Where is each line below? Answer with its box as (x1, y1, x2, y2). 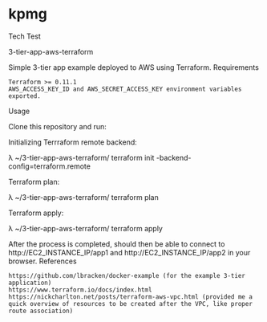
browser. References (8, 256, 78, 266)
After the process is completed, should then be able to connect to (8, 238, 225, 249)
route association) (8, 307, 74, 315)
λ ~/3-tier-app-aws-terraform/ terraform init (8, 153, 155, 162)
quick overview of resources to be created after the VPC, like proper (8, 300, 253, 308)
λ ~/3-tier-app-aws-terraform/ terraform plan (8, 192, 159, 202)
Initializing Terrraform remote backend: (8, 137, 138, 147)
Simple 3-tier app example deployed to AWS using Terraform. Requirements (8, 62, 259, 72)
